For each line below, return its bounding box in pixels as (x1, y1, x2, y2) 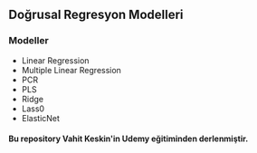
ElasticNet (21, 112, 61, 123)
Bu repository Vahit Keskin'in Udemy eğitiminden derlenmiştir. (8, 133, 249, 144)
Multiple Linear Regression (21, 64, 121, 75)
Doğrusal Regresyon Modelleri (8, 7, 184, 23)
